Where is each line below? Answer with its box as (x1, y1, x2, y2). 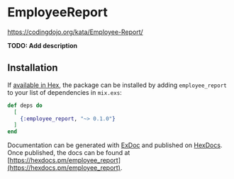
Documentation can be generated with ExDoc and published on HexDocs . (7, 141, 223, 149)
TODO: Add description (7, 41, 78, 50)
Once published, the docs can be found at (7, 149, 130, 157)
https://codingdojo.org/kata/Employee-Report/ (7, 28, 143, 36)
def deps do (7, 102, 43, 109)
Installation (7, 62, 58, 74)
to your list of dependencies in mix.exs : (7, 88, 122, 96)
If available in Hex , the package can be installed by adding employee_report (7, 81, 227, 89)
